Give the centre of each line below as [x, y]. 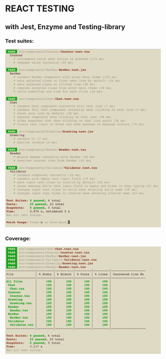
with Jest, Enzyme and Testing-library [65, 27]
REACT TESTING [40, 9]
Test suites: [20, 41]
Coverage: [18, 239]
